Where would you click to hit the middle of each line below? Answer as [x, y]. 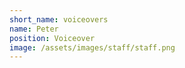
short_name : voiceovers [59, 19]
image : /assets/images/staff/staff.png [92, 47]
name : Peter [34, 29]
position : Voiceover [52, 38]
